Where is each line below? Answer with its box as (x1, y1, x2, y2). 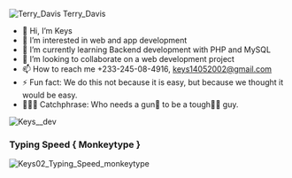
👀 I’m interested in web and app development (21, 35, 188, 45)
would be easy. (21, 89, 78, 100)
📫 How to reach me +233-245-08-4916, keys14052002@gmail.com (21, 64, 273, 74)
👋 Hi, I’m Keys (21, 26, 73, 35)
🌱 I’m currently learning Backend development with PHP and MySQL (21, 44, 272, 55)
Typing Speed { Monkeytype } (9, 138, 142, 151)
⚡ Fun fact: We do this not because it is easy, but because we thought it (21, 77, 284, 88)
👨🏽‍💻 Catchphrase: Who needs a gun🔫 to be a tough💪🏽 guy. (21, 99, 239, 110)
